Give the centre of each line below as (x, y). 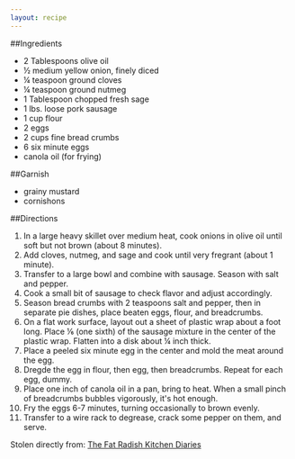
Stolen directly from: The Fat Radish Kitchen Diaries (106, 444)
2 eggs (36, 128)
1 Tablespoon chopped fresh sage (86, 99)
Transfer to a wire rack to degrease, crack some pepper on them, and (152, 417)
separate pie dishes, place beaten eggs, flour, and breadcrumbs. (143, 312)
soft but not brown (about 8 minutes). (93, 245)
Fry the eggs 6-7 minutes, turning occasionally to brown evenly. (141, 408)
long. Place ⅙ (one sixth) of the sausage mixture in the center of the (149, 331)
